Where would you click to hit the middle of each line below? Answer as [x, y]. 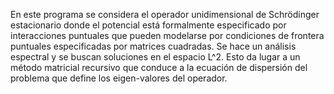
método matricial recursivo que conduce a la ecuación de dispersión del [159, 67]
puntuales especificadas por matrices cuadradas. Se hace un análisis [153, 46]
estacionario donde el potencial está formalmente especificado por [148, 25]
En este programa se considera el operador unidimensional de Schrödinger [165, 14]
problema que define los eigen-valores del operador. [119, 78]
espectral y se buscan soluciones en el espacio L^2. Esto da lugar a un [155, 57]
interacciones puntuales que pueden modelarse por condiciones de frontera [167, 35]
